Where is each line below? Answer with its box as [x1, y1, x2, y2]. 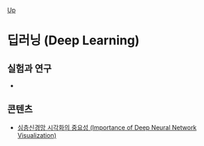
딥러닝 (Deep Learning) [7, 33, 140, 48]
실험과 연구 [7, 62, 52, 74]
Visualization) [17, 131, 57, 139]
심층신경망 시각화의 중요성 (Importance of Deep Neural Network [17, 123, 197, 131]
